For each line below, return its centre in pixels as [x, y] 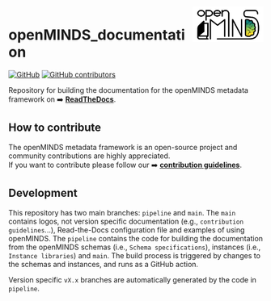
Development [43, 193]
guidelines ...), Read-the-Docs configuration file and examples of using [127, 230]
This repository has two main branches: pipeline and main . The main [122, 212]
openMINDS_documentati [97, 35]
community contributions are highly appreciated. [89, 156]
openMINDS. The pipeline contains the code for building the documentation [136, 238]
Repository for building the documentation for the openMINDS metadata [129, 90]
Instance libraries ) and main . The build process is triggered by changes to [135, 255]
